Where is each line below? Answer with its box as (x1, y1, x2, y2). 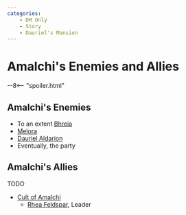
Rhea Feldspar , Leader (27, 200, 91, 208)
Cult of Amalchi (16, 193, 61, 201)
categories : (7, 10, 41, 17)
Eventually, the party (16, 142, 75, 150)
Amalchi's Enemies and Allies (7, 59, 180, 74)
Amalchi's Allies (7, 161, 78, 173)
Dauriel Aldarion (16, 135, 63, 142)
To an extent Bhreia (16, 120, 73, 128)
